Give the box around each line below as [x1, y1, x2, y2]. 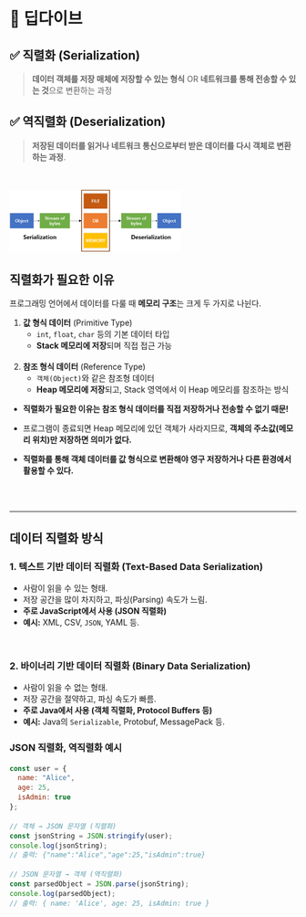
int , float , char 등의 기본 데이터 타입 [36, 329, 170, 340]
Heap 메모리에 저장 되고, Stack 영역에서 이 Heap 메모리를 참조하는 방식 [36, 385, 290, 395]
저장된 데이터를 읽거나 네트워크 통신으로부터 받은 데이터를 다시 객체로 [31, 140, 275, 151]
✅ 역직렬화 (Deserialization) [9, 114, 167, 130]
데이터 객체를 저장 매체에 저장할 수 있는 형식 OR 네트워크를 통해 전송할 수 [31, 74, 287, 84]
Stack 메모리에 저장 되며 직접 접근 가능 [36, 340, 173, 352]
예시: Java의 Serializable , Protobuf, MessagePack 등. [22, 716, 226, 727]
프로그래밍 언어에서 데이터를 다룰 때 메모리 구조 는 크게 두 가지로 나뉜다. [9, 298, 262, 309]
